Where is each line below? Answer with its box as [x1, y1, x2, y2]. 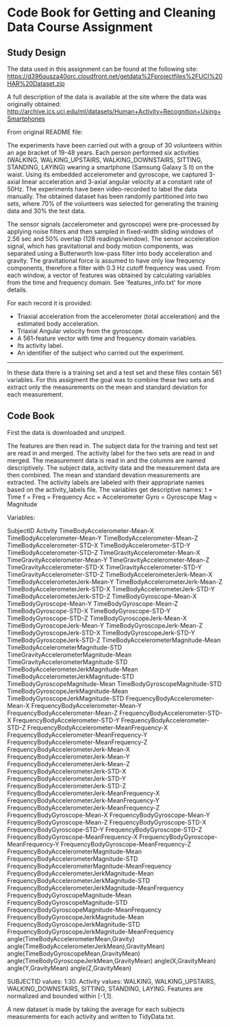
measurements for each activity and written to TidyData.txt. [7, 1012, 175, 1020]
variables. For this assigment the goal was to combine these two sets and [7, 376, 214, 383]
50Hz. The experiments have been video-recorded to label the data [7, 185, 197, 193]
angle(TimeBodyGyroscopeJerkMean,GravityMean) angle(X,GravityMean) [7, 956, 216, 965]
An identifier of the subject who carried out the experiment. [16, 349, 185, 357]
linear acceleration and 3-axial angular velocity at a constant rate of [21, 178, 213, 186]
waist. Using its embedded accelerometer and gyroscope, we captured [7, 170, 207, 178]
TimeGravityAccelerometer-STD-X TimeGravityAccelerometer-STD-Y [7, 563, 202, 571]
